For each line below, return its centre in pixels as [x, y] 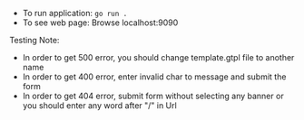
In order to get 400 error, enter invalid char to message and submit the [154, 77]
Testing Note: [34, 40]
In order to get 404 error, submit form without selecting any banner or [153, 96]
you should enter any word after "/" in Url [99, 106]
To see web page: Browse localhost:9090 [100, 23]
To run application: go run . [75, 13]
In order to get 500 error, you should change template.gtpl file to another [158, 57]
